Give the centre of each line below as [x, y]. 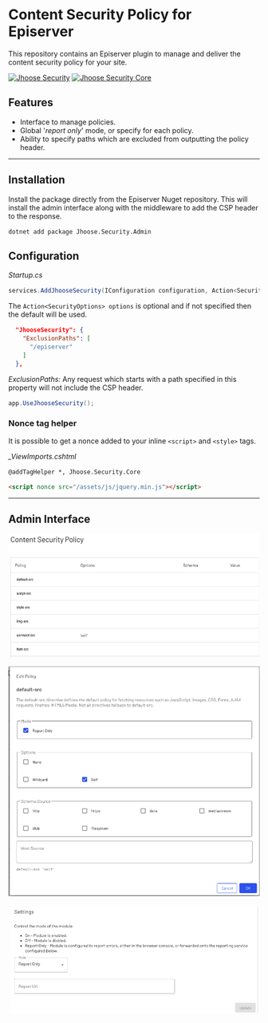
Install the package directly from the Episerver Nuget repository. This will [128, 199]
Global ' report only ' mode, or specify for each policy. [106, 130]
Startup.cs [26, 275]
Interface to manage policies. [68, 122]
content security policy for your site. [68, 62]
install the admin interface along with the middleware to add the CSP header [134, 207]
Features [31, 102]
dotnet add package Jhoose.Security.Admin [80, 232]
